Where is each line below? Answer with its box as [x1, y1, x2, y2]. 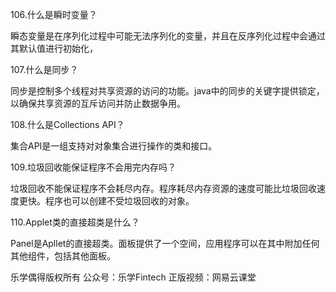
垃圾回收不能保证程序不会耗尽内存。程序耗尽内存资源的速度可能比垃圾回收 [10, 183, 317, 194]
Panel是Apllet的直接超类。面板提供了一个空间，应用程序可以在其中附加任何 [10, 238, 320, 249]
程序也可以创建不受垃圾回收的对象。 [44, 195, 195, 207]
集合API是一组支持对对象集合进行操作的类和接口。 [10, 140, 218, 152]
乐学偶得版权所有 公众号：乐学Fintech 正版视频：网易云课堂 [10, 271, 257, 283]
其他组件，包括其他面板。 [10, 250, 116, 262]
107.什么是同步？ [10, 64, 79, 75]
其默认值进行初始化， [10, 43, 98, 54]
